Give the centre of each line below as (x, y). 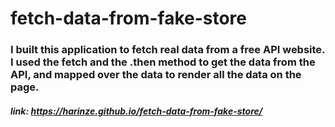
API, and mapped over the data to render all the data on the (156, 75)
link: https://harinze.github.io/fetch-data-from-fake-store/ (136, 111)
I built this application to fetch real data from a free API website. (168, 50)
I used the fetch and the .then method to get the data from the (163, 62)
